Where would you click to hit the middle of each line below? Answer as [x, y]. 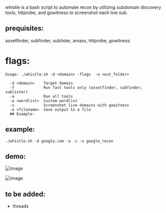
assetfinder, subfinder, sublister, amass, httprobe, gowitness [68, 40]
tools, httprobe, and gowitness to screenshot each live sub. [67, 13]
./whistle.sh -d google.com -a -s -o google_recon [59, 141]
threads [20, 206]
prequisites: [25, 28]
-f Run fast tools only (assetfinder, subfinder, [76, 88]
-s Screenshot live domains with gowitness [69, 105]
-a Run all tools [41, 96]
